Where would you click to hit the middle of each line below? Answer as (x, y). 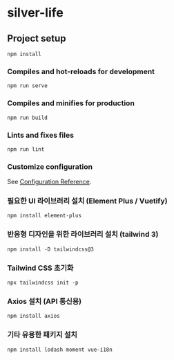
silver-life (35, 13)
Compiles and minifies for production (71, 103)
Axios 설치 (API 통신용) (44, 301)
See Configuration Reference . (49, 182)
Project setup (37, 38)
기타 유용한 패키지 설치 (42, 335)
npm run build (28, 118)
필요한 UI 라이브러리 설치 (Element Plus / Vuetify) (87, 201)
